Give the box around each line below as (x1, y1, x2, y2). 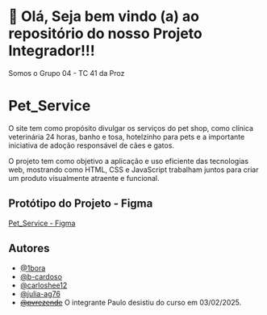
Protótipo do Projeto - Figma (8, 197, 153, 211)
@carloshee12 (19, 280, 68, 290)
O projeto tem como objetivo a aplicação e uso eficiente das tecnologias (8, 156, 248, 166)
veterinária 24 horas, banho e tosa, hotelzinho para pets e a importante (8, 132, 245, 141)
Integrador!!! (8, 42, 95, 60)
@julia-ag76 (19, 288, 60, 298)
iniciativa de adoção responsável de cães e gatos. (8, 141, 175, 150)
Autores (8, 241, 50, 255)
